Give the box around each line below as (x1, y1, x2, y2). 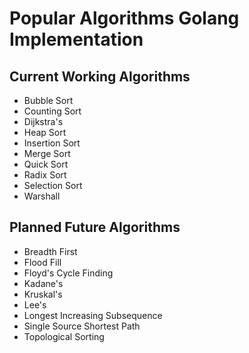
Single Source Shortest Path (23, 320, 141, 332)
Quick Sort (23, 158, 69, 170)
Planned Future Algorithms (9, 219, 181, 236)
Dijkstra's (23, 116, 64, 127)
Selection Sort (23, 180, 83, 191)
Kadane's (23, 277, 64, 289)
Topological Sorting (23, 330, 105, 342)
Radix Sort (23, 169, 67, 181)
